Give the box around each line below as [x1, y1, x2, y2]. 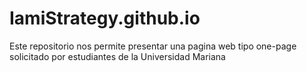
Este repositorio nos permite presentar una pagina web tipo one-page [9, 40, 297, 52]
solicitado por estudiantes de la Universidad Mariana [9, 50, 226, 62]
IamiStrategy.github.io [9, 7, 201, 30]
